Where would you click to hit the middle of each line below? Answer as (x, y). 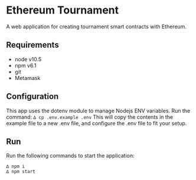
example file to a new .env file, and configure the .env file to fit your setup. (97, 123)
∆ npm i (16, 166)
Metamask (27, 78)
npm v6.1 (25, 65)
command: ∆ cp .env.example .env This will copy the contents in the (90, 117)
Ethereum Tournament (63, 10)
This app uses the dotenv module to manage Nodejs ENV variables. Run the (98, 111)
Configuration (32, 97)
